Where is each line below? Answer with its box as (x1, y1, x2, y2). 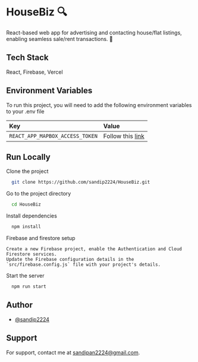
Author (6, 300, 33, 310)
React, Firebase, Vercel (6, 68, 64, 75)
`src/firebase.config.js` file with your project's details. (6, 262, 161, 267)
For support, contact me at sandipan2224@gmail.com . (6, 349, 140, 356)
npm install (11, 224, 42, 230)
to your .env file (6, 108, 45, 115)
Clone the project (6, 168, 49, 175)
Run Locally (6, 152, 51, 162)
